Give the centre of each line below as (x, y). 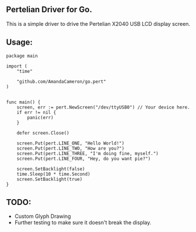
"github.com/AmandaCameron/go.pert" (62, 82)
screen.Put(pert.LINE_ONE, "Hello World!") (71, 143)
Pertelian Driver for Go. (49, 10)
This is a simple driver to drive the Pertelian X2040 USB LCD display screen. (98, 23)
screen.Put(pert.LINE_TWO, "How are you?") (71, 148)
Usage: (20, 43)
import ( (17, 66)
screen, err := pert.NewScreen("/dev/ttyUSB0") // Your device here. (104, 107)
